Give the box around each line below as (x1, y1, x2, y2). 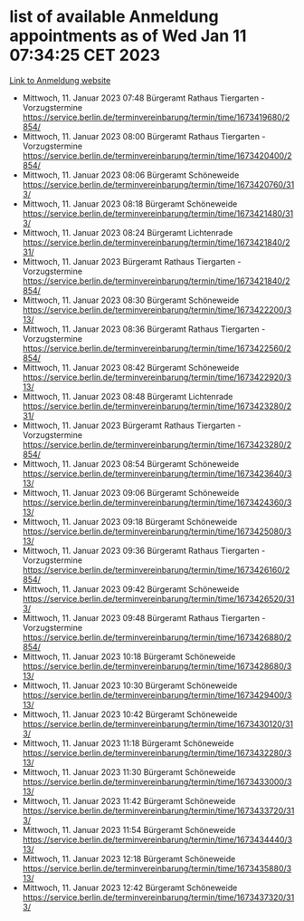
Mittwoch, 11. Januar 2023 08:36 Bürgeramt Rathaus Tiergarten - (22, 324, 266, 334)
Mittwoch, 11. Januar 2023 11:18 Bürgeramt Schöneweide (22, 737, 234, 749)
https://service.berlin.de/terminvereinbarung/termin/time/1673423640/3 (22, 468, 292, 479)
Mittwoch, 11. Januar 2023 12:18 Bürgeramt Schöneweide (22, 853, 236, 864)
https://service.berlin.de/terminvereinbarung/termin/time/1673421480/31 (22, 208, 294, 218)
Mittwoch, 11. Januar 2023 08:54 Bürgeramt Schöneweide (22, 458, 240, 469)
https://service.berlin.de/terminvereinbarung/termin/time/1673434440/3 (22, 834, 292, 845)
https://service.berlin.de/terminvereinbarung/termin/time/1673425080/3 (22, 526, 292, 537)
